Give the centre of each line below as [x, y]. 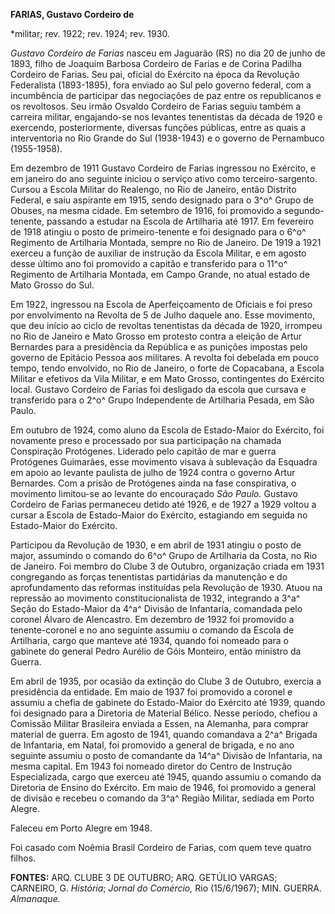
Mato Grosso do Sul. [52, 285]
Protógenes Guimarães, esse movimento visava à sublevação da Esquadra [164, 462]
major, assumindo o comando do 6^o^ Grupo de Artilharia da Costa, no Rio [164, 555]
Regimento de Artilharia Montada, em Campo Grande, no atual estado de [160, 274]
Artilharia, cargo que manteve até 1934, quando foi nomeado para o [149, 640]
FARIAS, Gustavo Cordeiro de [72, 14]
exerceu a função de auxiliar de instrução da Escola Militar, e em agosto [158, 253]
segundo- [304, 210]
